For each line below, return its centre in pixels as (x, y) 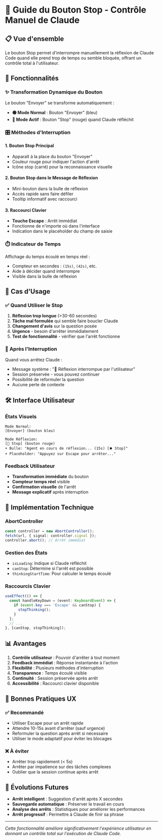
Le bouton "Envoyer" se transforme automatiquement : (60, 103)
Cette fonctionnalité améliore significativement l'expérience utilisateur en (78, 828)
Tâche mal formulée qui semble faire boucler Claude (65, 321)
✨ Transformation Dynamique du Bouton (54, 92)
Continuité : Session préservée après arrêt (55, 678)
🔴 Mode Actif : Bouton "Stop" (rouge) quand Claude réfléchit (73, 119)
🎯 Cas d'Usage (28, 291)
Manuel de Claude (42, 20)
